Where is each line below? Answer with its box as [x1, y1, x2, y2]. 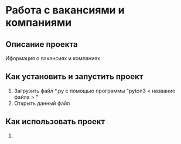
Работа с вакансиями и [5, 4, 125, 17]
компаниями [5, 16, 72, 29]
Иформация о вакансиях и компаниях [5, 55, 101, 61]
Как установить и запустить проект [5, 71, 144, 82]
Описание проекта [5, 39, 78, 49]
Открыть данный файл [13, 100, 70, 107]
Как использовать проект [5, 116, 105, 126]
